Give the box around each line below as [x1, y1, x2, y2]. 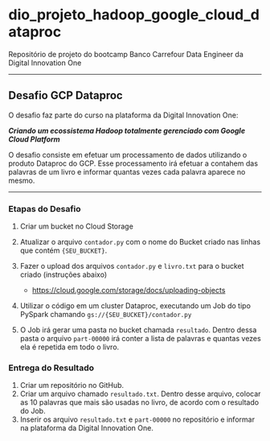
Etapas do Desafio [8, 203, 82, 214]
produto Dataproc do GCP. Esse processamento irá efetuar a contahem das [8, 159, 259, 168]
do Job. [19, 406, 46, 416]
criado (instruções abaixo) [19, 270, 108, 279]
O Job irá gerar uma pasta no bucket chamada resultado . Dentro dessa [19, 325, 257, 335]
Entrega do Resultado [8, 362, 95, 373]
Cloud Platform [8, 134, 60, 144]
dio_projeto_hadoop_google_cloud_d [8, 6, 260, 24]
